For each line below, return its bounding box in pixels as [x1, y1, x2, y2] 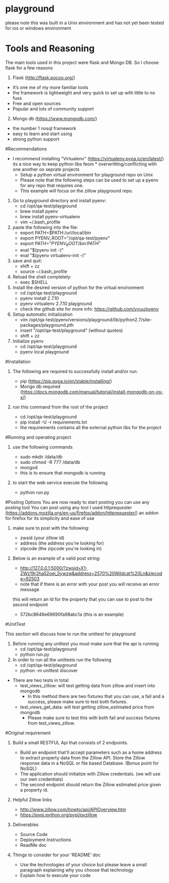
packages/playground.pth [20, 322, 74, 328]
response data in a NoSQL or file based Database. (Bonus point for [20, 760, 159, 766]
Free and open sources [12, 100, 61, 106]
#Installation [5, 359, 31, 365]
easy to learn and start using [12, 131, 72, 137]
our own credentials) [20, 776, 64, 782]
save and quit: [12, 258, 42, 264]
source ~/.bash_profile [20, 268, 67, 274]
